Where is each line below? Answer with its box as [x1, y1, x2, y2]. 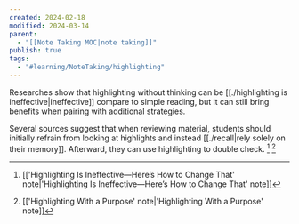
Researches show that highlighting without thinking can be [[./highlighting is [9, 86, 287, 98]
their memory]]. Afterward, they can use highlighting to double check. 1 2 [9, 141, 276, 154]
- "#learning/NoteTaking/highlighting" [17, 63, 166, 72]
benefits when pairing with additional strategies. [9, 106, 186, 116]
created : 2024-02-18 [9, 12, 86, 22]
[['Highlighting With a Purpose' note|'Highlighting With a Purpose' [21, 196, 264, 206]
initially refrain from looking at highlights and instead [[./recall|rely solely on [9, 132, 287, 143]
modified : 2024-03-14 [9, 21, 90, 30]
